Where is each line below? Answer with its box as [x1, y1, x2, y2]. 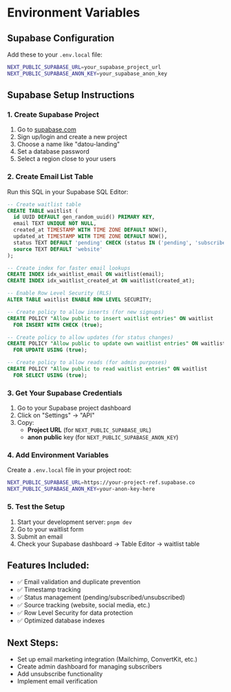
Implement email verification [16, 677, 98, 686]
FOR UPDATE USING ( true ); [13, 346, 88, 354]
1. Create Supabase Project [7, 110, 100, 120]
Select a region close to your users [16, 155, 116, 163]
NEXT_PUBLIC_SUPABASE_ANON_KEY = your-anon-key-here [7, 485, 155, 493]
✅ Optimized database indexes [16, 616, 105, 625]
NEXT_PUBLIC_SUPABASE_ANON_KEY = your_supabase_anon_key [7, 70, 168, 77]
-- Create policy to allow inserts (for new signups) [7, 308, 165, 315]
